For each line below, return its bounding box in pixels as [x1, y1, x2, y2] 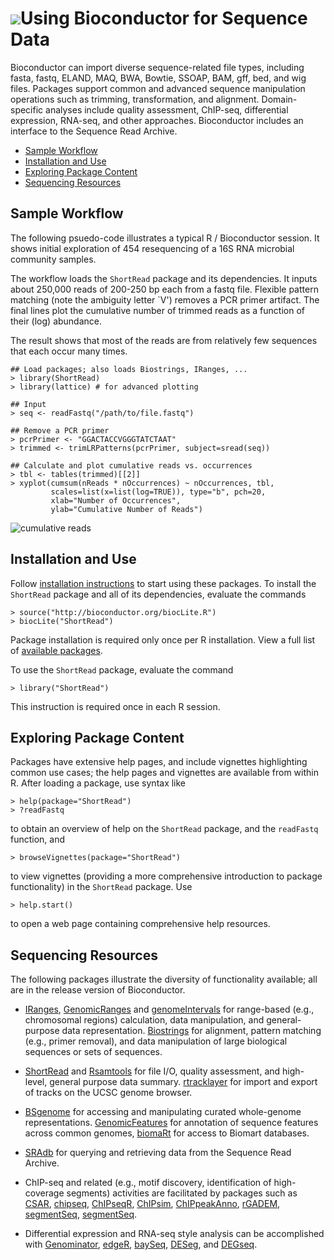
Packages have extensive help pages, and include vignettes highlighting [10, 756, 308, 768]
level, [24, 1076, 48, 1088]
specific [10, 103, 44, 116]
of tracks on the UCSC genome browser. [24, 1087, 193, 1099]
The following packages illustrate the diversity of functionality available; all [10, 973, 318, 986]
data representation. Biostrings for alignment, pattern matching [61, 1025, 322, 1037]
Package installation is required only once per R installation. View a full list [10, 633, 316, 646]
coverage [24, 1187, 65, 1199]
